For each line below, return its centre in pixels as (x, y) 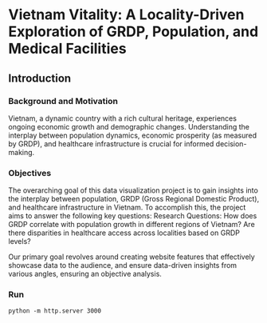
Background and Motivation (63, 101)
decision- (231, 144)
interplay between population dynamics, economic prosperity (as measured (133, 135)
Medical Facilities (67, 49)
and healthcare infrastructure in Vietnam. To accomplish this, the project (127, 207)
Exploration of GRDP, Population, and (133, 32)
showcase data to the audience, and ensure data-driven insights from (123, 265)
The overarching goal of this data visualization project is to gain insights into (133, 190)
